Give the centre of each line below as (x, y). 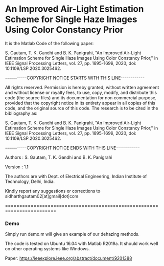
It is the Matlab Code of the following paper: (49, 43)
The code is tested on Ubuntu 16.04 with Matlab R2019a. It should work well (82, 244)
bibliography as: (21, 113)
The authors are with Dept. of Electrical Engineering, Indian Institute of (76, 176)
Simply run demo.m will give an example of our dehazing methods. (72, 234)
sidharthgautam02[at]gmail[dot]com (42, 196)
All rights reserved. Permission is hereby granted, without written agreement (82, 87)
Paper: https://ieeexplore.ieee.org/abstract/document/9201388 (69, 258)
